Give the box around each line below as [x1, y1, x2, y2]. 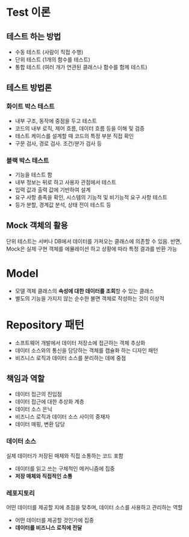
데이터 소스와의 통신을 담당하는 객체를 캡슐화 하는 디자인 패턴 [14, 347, 158, 354]
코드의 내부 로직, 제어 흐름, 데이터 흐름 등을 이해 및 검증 [14, 125, 145, 132]
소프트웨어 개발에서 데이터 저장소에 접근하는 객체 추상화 [14, 339, 146, 346]
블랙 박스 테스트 [6, 156, 49, 164]
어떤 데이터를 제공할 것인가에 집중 [14, 517, 94, 524]
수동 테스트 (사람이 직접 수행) [14, 49, 84, 55]
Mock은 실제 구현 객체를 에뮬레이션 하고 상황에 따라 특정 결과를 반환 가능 [6, 245, 178, 252]
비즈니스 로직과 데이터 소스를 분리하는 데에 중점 [14, 354, 126, 361]
